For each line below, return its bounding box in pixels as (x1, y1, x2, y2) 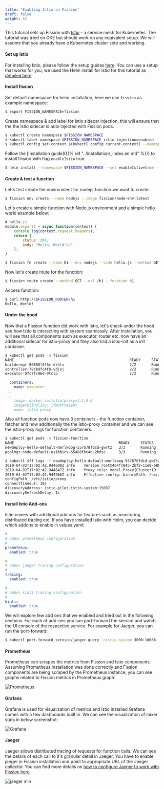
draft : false (5, 12, 32, 17)
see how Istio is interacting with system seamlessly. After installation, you (5, 328, 153, 334)
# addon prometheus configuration (5, 536, 76, 541)
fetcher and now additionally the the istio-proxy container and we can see (5, 421, 154, 427)
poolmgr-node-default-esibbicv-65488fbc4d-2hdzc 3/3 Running (5, 450, 156, 455)
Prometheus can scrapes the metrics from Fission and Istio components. (5, 659, 151, 665)
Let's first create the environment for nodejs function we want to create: (5, 187, 150, 193)
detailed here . (5, 72, 33, 78)
